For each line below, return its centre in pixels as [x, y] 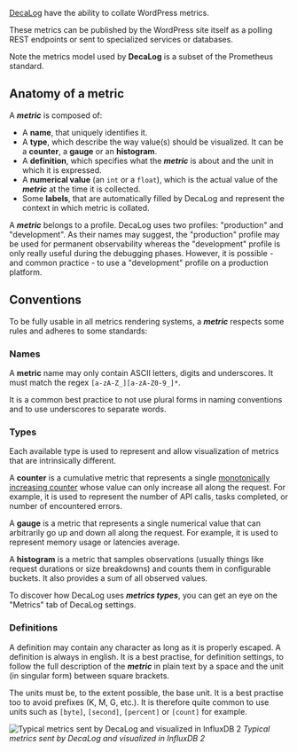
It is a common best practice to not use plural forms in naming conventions [146, 399]
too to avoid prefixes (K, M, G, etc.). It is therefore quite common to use [139, 702]
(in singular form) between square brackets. [90, 675]
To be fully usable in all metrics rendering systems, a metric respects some [147, 321]
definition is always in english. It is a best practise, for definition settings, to [146, 656]
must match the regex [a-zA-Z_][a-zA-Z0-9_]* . [95, 382]
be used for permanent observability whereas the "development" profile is [145, 244]
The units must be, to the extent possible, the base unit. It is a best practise [146, 693]
